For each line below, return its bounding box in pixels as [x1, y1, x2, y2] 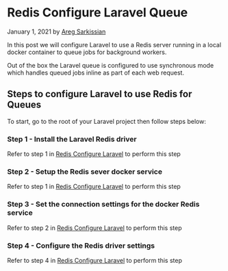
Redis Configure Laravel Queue [7, 5, 188, 21]
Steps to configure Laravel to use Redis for [7, 88, 192, 100]
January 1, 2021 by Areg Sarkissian [7, 27, 106, 36]
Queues [7, 99, 42, 111]
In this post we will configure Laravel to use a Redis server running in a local [7, 40, 221, 49]
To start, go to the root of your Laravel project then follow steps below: [7, 117, 207, 125]
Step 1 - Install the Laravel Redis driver [7, 134, 137, 144]
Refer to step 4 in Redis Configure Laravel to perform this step [7, 256, 183, 264]
